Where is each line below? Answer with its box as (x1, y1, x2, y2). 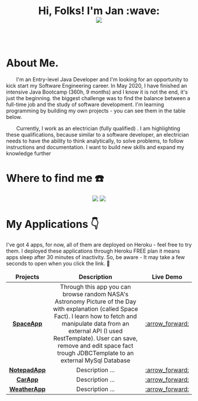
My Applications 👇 (6, 218, 99, 231)
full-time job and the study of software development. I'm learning (6, 101, 164, 108)
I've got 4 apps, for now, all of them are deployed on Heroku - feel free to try (6, 241, 192, 248)
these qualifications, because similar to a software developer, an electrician (6, 131, 190, 138)
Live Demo (151, 273, 183, 281)
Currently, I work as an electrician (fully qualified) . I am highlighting (16, 125, 181, 132)
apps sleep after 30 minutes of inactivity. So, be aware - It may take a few (6, 253, 186, 260)
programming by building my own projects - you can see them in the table (6, 107, 186, 114)
